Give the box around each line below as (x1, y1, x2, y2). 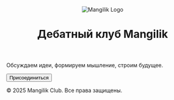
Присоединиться (9, 74, 49, 81)
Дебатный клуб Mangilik (37, 27, 169, 41)
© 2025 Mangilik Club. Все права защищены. (6, 87, 123, 94)
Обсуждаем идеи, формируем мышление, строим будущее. (6, 62, 164, 69)
